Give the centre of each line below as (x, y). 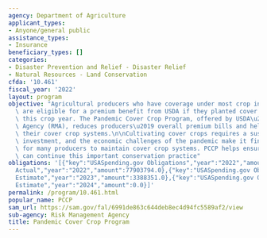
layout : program (35, 97)
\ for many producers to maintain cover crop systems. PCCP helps (128, 148)
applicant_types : (37, 23)
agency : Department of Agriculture (67, 15)
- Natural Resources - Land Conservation (78, 75)
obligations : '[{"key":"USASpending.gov (76, 163)
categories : (28, 60)
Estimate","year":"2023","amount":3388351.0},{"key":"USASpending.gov (135, 178)
